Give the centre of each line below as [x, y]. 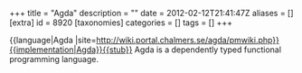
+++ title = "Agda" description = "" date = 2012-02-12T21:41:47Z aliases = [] [151, 13]
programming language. [54, 59]
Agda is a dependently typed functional [208, 50]
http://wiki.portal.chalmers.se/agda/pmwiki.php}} [188, 40]
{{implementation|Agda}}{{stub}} [71, 50]
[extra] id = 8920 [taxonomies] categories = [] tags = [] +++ [121, 23]
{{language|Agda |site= [53, 40]
